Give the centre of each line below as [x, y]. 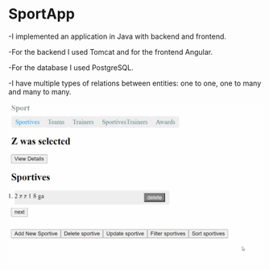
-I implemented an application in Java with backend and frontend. [118, 36]
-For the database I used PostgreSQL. [71, 67]
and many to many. [40, 91]
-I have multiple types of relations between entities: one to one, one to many [135, 83]
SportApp [41, 14]
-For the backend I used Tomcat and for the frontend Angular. [111, 52]
